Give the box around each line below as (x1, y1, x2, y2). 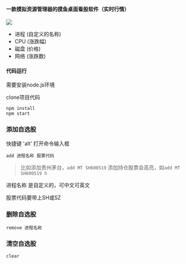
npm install (6, 106, 35, 112)
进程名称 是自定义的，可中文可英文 (6, 181, 90, 188)
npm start (6, 111, 31, 117)
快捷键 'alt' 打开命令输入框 (6, 140, 70, 147)
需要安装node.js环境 (6, 81, 55, 88)
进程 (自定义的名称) (14, 31, 62, 38)
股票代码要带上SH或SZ (6, 194, 62, 201)
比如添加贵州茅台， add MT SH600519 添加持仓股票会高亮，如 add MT (20, 163, 181, 171)
